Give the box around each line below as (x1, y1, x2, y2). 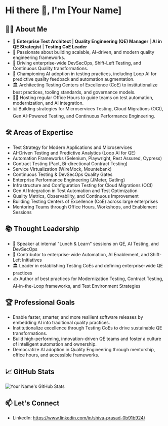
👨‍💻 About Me (5, 25, 48, 34)
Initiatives (22, 257, 42, 263)
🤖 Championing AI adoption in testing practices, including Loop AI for (12, 71, 157, 77)
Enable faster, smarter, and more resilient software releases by (12, 314, 143, 320)
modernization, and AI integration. (12, 100, 84, 106)
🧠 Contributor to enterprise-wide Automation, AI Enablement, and (12, 251, 149, 257)
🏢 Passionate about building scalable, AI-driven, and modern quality (12, 49, 154, 55)
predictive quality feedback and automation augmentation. (12, 76, 135, 82)
